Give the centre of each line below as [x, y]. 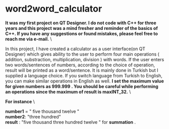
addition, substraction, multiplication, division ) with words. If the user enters [85, 59]
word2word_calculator [54, 9]
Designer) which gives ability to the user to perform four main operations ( [82, 54]
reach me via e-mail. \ [29, 39]
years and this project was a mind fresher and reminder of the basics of [81, 28]
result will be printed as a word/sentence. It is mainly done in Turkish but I [82, 70]
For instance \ [20, 101]
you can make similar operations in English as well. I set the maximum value [84, 81]
